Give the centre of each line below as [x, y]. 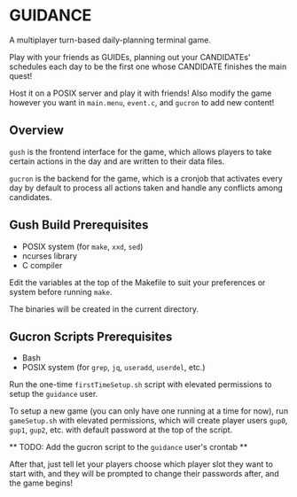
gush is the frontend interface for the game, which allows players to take [141, 151]
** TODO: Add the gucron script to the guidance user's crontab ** [129, 447]
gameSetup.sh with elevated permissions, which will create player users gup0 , [148, 421]
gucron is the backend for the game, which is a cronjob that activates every [146, 178]
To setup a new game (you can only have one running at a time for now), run [149, 411]
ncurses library [50, 256]
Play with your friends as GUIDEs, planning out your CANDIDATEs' [130, 57]
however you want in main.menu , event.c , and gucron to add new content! [142, 102]
